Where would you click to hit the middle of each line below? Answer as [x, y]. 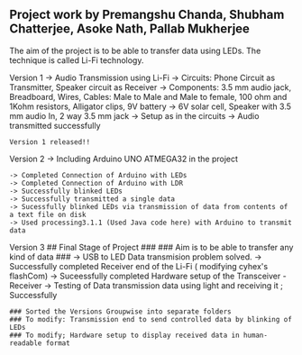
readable [26, 343]
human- [256, 335]
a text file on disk [48, 214]
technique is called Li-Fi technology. [77, 60]
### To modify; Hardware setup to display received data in [125, 335]
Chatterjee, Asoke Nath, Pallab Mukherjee [130, 29]
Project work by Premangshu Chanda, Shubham [147, 15]
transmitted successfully [55, 125]
